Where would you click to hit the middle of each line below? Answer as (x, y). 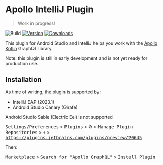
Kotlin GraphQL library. (29, 48)
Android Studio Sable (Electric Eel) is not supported (59, 117)
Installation (23, 80)
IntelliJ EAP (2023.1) (34, 102)
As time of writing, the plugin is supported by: (53, 92)
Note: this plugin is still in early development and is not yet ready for (76, 58)
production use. (22, 63)
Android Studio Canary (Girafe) (45, 107)
